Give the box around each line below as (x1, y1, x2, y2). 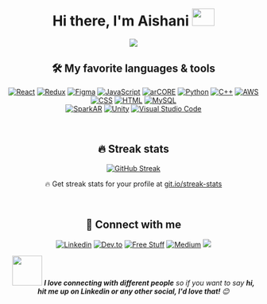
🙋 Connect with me (86, 217, 181, 231)
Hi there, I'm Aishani (52, 12, 189, 30)
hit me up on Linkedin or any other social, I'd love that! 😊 (37, 286, 230, 296)
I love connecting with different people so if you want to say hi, (43, 279, 255, 288)
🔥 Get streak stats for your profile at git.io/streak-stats (44, 179, 222, 189)
